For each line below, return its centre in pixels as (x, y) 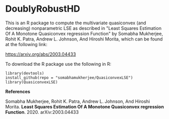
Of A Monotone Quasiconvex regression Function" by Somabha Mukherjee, (84, 33)
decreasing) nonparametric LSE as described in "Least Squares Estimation (83, 28)
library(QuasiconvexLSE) (32, 82)
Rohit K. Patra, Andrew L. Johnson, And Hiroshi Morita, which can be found (84, 39)
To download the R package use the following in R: (58, 64)
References (18, 91)
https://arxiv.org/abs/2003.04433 (41, 54)
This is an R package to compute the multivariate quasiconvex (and (76, 23)
